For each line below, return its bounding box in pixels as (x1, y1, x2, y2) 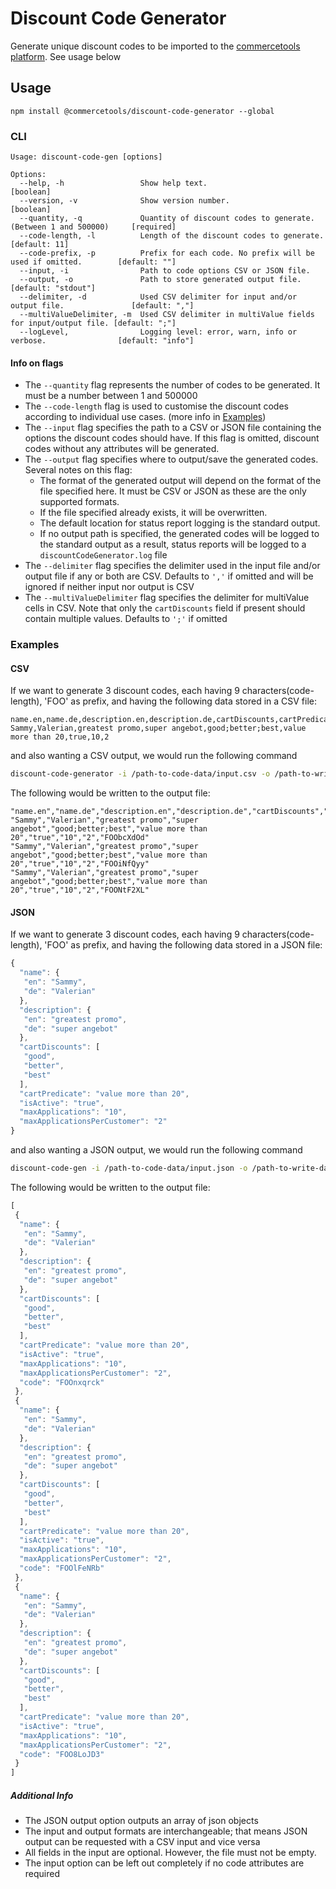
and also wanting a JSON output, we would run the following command (10, 1144, 303, 1156)
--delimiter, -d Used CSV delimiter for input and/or (19, 292, 298, 302)
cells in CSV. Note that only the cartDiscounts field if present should (24, 602, 306, 614)
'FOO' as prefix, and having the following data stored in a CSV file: (44, 695, 317, 707)
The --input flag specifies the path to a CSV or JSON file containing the (24, 422, 322, 434)
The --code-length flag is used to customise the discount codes (24, 400, 289, 412)
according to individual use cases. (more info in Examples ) (24, 411, 267, 423)
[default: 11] (10, 240, 70, 250)
